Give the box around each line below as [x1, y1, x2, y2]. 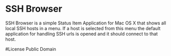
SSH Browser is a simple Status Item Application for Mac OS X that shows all [5, 20, 166, 26]
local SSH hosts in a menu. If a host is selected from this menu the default [5, 25, 161, 31]
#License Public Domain [5, 46, 56, 52]
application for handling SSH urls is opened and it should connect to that [5, 31, 158, 37]
